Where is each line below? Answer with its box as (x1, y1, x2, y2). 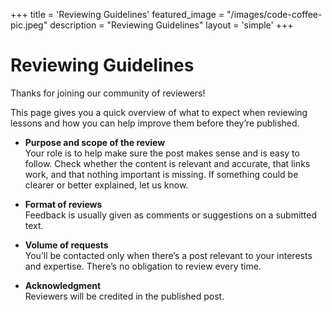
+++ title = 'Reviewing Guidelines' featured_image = (10, 9, 225, 20)
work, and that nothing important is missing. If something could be (24, 168, 299, 180)
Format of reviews (24, 198, 103, 210)
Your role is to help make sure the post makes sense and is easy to (24, 147, 300, 159)
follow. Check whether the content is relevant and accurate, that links (24, 157, 311, 169)
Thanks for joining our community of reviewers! (10, 87, 206, 99)
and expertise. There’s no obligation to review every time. (24, 260, 262, 272)
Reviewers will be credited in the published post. (24, 290, 225, 302)
